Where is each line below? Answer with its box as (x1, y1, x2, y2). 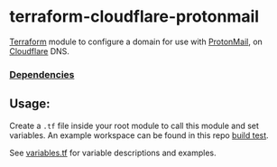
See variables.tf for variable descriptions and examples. (9, 147, 217, 158)
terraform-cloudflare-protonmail (9, 6, 260, 27)
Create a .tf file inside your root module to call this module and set (9, 120, 260, 131)
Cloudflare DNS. (9, 45, 70, 56)
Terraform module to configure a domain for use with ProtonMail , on (9, 36, 263, 47)
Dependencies (9, 68, 75, 80)
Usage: (9, 97, 51, 112)
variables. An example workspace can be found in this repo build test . (9, 129, 269, 141)
